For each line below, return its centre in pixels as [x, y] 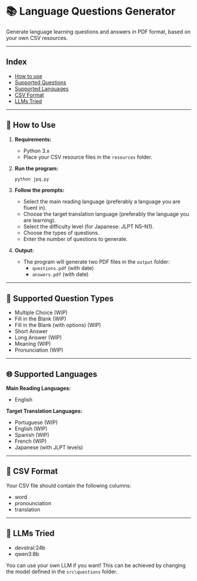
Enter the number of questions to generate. [75, 239]
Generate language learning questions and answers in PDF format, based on [98, 31]
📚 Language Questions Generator [91, 11]
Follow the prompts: [39, 190]
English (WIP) [31, 429]
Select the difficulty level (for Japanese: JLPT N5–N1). [89, 226]
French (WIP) [30, 441]
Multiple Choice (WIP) [41, 313]
